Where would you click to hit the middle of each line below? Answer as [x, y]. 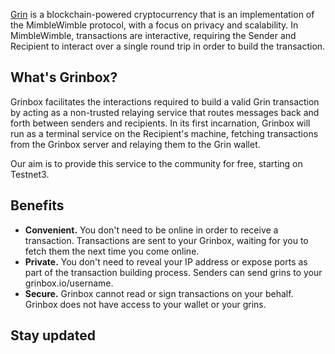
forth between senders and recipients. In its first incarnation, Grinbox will [160, 123]
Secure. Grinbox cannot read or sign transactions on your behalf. [159, 293]
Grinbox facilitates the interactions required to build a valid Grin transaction [165, 101]
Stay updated [53, 335]
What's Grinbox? [64, 77]
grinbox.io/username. [69, 283]
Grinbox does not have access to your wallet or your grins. [145, 304]
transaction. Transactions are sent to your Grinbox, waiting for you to [166, 240]
